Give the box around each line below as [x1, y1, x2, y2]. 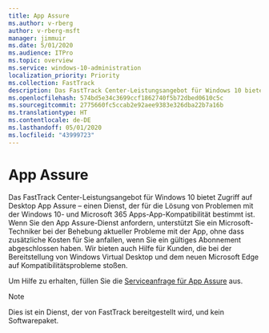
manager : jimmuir [8, 34, 66, 43]
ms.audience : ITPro [8, 49, 74, 57]
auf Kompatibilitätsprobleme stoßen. [8, 260, 128, 270]
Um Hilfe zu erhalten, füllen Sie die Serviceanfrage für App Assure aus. [8, 276, 243, 286]
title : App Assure [8, 11, 70, 20]
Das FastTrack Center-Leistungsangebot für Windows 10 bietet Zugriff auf [8, 192, 253, 201]
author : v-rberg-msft [8, 26, 81, 35]
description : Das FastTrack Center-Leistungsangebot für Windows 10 [8, 86, 242, 95]
